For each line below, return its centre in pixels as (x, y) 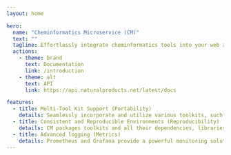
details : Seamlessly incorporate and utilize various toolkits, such (121, 115)
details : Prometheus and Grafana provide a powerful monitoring (113, 141)
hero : (14, 26)
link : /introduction (54, 71)
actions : (25, 52)
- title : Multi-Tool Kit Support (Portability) (82, 109)
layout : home (25, 13)
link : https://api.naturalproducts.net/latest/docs (100, 90)
